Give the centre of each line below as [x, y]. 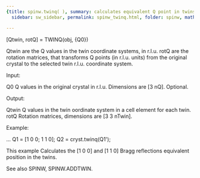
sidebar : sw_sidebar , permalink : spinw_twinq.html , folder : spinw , [97, 17]
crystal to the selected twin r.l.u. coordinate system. [70, 64]
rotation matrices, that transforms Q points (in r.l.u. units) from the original [97, 57]
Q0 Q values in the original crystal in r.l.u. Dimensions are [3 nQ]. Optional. [97, 86]
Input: [13, 75]
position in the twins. [32, 157]
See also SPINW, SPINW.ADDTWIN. [50, 168]
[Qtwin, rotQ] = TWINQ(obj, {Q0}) [47, 39]
